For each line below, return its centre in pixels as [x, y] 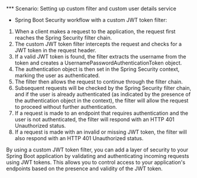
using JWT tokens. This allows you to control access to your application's [96, 162]
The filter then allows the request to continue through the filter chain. [99, 82]
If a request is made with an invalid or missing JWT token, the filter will [101, 132]
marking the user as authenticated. [57, 75]
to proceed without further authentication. [66, 107]
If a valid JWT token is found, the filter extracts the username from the [100, 56]
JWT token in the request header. [55, 50]
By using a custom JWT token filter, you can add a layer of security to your [97, 150]
